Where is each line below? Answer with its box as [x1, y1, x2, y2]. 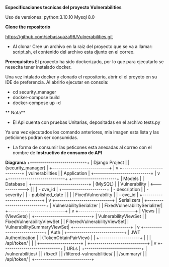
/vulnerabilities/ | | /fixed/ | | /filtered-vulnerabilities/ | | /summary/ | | [5, 251, 147, 257]
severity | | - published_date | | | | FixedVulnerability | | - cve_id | [5, 192, 138, 198]
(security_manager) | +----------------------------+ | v [5, 165, 119, 171]
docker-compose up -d [12, 100, 61, 106]
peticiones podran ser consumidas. [5, 135, 78, 141]
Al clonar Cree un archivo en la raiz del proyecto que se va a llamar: [12, 43, 153, 50]
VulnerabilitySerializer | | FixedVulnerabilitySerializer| [52, 202, 163, 208]
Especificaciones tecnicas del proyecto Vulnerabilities [5, 5, 122, 10]
